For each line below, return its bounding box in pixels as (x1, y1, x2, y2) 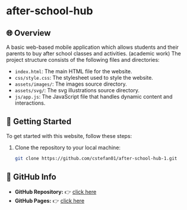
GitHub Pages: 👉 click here (14, 197, 85, 204)
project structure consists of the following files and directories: (6, 57, 160, 63)
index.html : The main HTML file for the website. (14, 68, 132, 75)
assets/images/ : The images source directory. (14, 80, 127, 87)
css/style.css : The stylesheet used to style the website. (14, 74, 153, 81)
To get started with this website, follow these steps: (6, 132, 132, 139)
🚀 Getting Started (6, 117, 72, 127)
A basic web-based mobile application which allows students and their (6, 43, 179, 51)
